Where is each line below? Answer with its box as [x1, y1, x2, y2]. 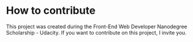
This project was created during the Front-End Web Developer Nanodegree [6, 23, 187, 30]
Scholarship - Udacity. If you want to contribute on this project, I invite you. [6, 29, 187, 36]
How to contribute [6, 4, 96, 17]
